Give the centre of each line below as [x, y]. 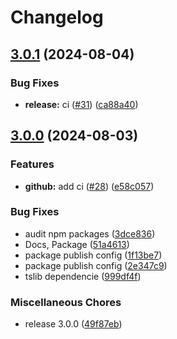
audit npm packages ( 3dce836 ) [90, 233]
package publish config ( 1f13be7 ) [93, 255]
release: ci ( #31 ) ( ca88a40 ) [81, 104]
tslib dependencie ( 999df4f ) [83, 276]
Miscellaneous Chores [66, 302]
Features [32, 164]
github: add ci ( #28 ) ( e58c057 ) [89, 186]
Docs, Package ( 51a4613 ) [77, 244]
